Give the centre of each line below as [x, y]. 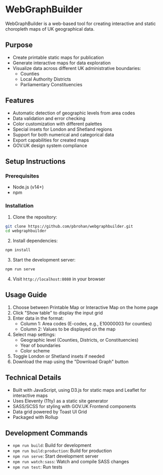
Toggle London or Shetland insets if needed [59, 356]
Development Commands [47, 433]
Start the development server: [44, 260]
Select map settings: [34, 334]
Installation [20, 206]
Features [20, 101]
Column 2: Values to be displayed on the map [68, 329]
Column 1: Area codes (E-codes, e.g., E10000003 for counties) [86, 323]
